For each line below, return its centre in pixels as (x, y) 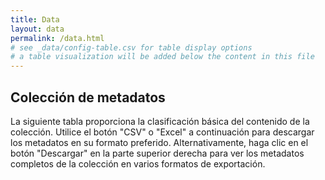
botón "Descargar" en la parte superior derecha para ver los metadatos (157, 153)
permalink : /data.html (57, 38)
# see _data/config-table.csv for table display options (131, 47)
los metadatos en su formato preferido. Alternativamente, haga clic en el (159, 142)
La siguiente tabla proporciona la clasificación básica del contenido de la (160, 121)
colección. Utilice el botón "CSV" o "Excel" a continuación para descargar (162, 132)
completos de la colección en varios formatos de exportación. (138, 163)
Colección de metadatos (88, 97)
